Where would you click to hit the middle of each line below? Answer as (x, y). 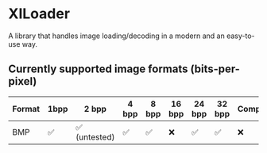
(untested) (95, 137)
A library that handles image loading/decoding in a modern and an (116, 36)
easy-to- (240, 36)
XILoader (39, 14)
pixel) (23, 81)
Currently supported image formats (98, 69)
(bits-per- (215, 69)
